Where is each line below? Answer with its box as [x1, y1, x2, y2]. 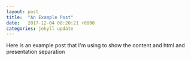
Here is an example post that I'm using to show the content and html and [6, 42, 186, 49]
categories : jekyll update [6, 25, 74, 32]
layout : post [6, 8, 39, 15]
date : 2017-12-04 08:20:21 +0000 [6, 20, 95, 26]
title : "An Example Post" [6, 14, 74, 20]
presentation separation [6, 48, 65, 56]
